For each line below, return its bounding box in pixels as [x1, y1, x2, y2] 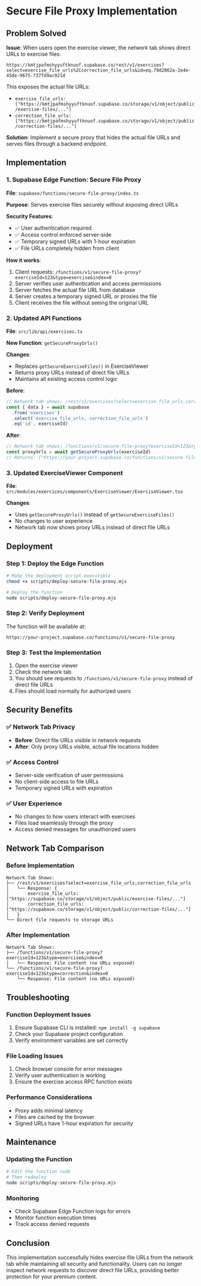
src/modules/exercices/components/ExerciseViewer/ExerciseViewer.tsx [6, 489, 184, 495]
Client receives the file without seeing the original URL [14, 299, 149, 306]
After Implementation [6, 930, 70, 939]
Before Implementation [6, 861, 75, 870]
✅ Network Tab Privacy [6, 723, 75, 731]
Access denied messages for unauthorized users [14, 826, 136, 833]
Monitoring [6, 1194, 39, 1202]
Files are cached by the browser [14, 1113, 95, 1120]
